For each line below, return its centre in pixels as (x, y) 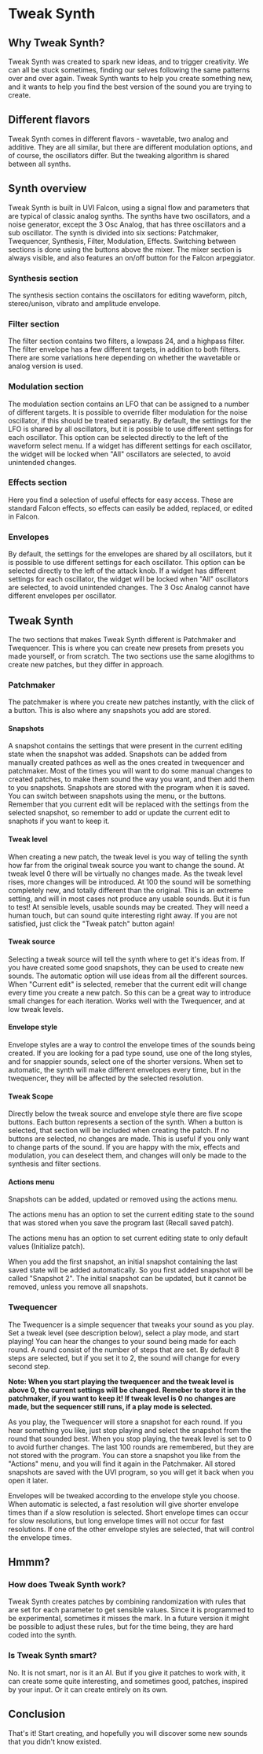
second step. (29, 1366)
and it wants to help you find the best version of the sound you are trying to (130, 87)
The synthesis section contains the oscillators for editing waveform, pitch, (128, 295)
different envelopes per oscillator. (62, 596)
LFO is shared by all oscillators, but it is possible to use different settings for (131, 429)
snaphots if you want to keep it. (59, 821)
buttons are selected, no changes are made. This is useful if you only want (129, 1139)
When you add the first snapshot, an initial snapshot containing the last (123, 1262)
